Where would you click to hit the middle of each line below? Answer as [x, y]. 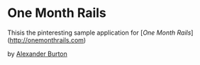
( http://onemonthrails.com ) [47, 40]
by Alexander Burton [37, 54]
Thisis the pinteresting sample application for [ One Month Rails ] [100, 32]
